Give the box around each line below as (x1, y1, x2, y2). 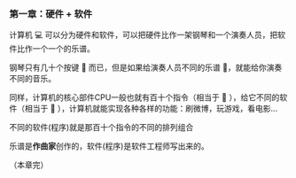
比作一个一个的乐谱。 (16, 43, 95, 54)
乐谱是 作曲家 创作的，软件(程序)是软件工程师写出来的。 (9, 141, 210, 151)
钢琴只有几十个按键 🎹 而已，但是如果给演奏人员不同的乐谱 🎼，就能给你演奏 (9, 62, 283, 73)
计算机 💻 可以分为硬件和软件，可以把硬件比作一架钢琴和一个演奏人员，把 (9, 29, 278, 41)
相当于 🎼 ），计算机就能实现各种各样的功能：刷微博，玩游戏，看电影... (24, 104, 278, 114)
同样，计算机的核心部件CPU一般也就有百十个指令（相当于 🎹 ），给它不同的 (9, 92, 280, 103)
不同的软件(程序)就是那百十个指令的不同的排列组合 (9, 122, 194, 133)
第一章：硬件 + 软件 (9, 7, 93, 19)
